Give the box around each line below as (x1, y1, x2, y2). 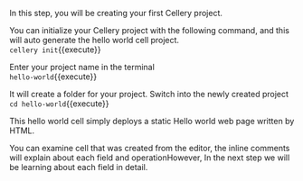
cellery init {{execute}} (9, 44, 101, 55)
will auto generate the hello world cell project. (9, 35, 179, 45)
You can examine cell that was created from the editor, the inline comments (9, 143, 290, 153)
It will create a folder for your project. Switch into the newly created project (9, 89, 289, 99)
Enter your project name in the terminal (9, 62, 156, 72)
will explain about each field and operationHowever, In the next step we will (9, 152, 290, 163)
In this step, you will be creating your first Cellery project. (9, 8, 223, 18)
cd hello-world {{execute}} (9, 98, 110, 109)
